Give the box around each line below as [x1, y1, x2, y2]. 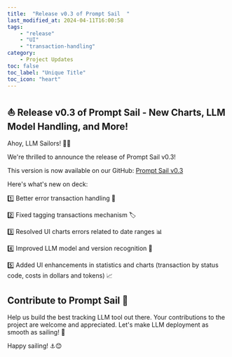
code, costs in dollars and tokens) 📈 [7, 271, 114, 280]
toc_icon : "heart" [7, 75, 61, 83]
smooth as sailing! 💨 [7, 328, 65, 336]
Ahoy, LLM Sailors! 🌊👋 [7, 139, 71, 148]
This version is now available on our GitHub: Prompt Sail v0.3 [7, 167, 184, 175]
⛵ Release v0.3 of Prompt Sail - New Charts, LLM [7, 106, 226, 118]
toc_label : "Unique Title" [7, 69, 86, 76]
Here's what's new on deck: [7, 180, 88, 188]
